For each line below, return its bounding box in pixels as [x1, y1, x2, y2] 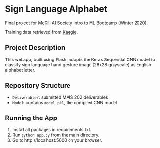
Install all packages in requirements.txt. [12, 127, 91, 133]
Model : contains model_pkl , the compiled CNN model [12, 99, 117, 105]
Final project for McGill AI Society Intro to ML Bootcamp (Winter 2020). [5, 20, 148, 26]
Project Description [5, 43, 66, 52]
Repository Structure [5, 81, 71, 89]
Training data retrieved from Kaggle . [5, 29, 78, 35]
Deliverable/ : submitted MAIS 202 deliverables [12, 94, 109, 100]
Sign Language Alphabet [5, 3, 108, 15]
